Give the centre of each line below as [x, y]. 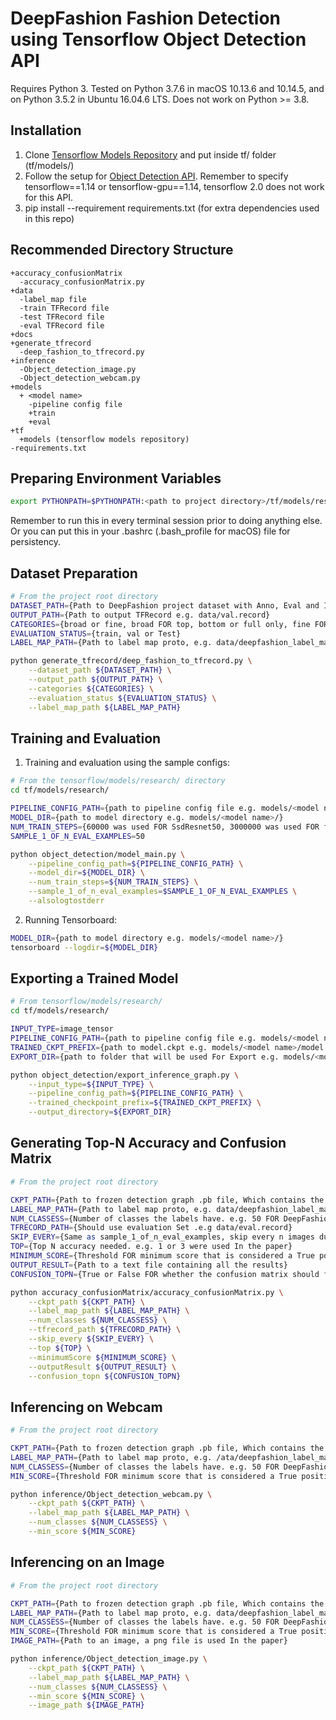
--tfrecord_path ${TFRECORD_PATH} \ [105, 1330]
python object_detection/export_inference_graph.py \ [125, 1075]
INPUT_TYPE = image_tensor [62, 1029]
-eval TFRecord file [62, 325]
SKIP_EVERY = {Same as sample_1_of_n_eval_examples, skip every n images [162, 1237]
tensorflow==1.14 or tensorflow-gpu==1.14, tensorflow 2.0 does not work [174, 186]
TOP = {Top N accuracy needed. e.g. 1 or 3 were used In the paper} [151, 1247]
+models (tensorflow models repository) [104, 439]
